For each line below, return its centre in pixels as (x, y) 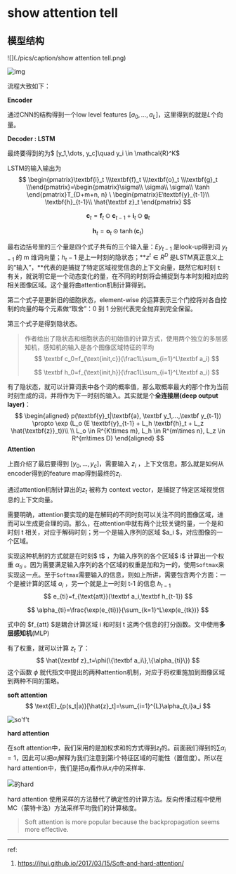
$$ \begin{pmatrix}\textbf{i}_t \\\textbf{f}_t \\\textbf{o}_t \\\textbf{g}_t (118, 179)
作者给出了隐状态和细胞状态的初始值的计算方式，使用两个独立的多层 (123, 338)
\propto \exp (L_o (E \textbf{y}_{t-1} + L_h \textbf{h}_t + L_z (118, 423)
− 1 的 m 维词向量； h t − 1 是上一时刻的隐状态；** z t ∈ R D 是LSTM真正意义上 (116, 257)
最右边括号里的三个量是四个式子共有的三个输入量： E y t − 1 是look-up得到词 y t (117, 248)
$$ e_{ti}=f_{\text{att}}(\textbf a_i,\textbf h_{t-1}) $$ (118, 596)
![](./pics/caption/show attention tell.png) (67, 58)
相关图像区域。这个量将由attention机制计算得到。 (78, 285)
